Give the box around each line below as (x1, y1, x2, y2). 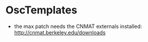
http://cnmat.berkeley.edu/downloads (14, 29, 106, 36)
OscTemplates (5, 3, 78, 17)
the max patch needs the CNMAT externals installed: (14, 23, 142, 30)
